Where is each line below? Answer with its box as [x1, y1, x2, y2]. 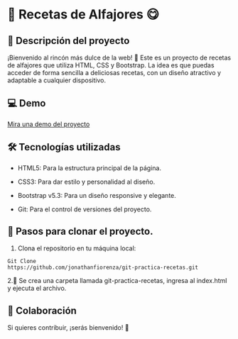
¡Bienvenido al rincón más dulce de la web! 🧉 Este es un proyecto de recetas [7, 53, 232, 62]
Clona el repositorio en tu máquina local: [17, 244, 136, 252]
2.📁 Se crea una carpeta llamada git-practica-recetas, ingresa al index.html [7, 277, 227, 285]
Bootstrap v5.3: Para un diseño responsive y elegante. [17, 191, 176, 199]
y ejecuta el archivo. [7, 284, 67, 293]
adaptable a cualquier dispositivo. [7, 76, 107, 84]
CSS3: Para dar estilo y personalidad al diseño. [17, 177, 156, 186]
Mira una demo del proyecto [7, 120, 90, 128]
